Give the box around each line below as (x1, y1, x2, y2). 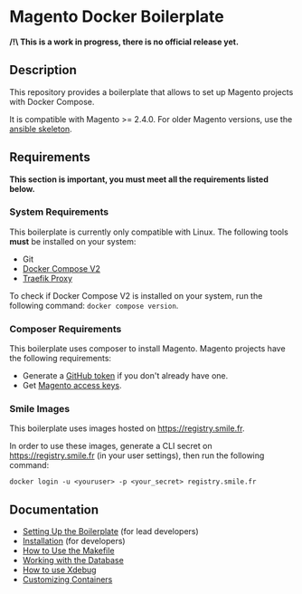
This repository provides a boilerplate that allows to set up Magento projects (9, 86, 294, 97)
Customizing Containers (22, 574, 113, 585)
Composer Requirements (9, 322, 122, 335)
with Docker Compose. (9, 96, 95, 107)
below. (9, 183, 35, 194)
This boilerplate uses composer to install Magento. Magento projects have (9, 343, 287, 354)
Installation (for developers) (22, 536, 126, 547)
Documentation (9, 502, 99, 517)
